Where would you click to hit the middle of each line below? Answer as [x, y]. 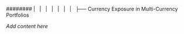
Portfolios [18, 15]
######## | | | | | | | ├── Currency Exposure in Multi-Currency [92, 9]
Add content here [27, 26]
